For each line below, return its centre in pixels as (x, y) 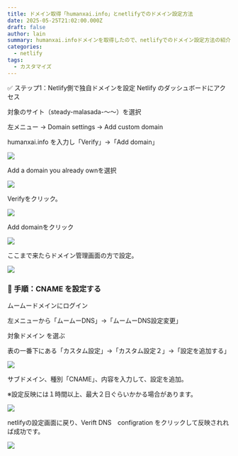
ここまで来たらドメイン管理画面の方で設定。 (73, 255)
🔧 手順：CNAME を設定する (54, 289)
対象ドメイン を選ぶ (36, 335)
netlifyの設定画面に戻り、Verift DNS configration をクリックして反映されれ (118, 422)
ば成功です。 (26, 431)
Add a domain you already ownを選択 (62, 170)
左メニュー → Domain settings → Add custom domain (85, 127)
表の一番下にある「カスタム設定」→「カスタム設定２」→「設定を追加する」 (119, 350)
